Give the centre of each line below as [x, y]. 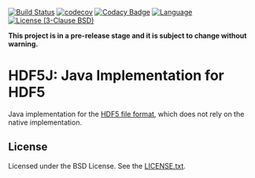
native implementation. [45, 122]
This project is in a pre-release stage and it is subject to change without [128, 36]
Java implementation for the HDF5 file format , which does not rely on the [126, 114]
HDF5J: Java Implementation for [116, 76]
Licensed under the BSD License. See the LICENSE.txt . [97, 165]
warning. [23, 44]
